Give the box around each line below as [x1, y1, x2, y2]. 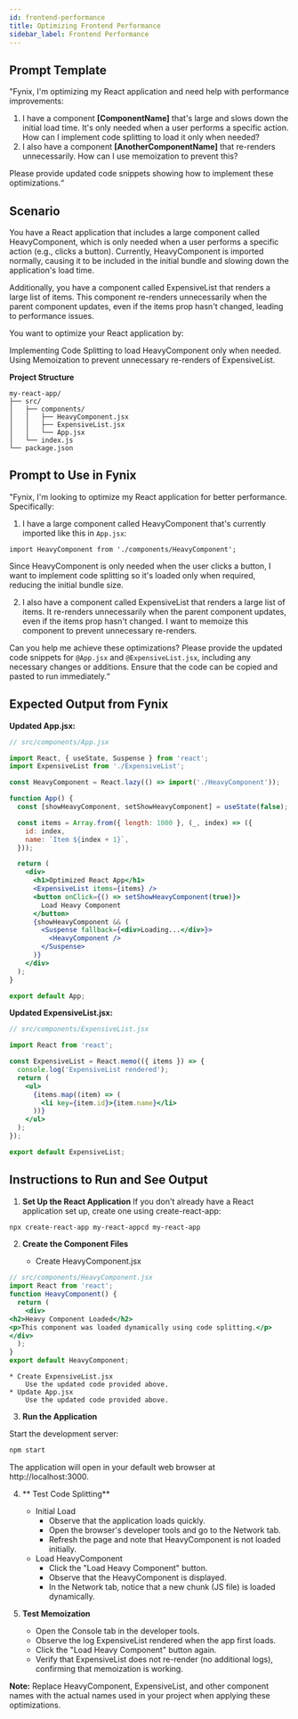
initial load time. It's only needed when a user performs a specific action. [21, 122, 289, 134]
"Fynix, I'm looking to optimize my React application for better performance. [9, 491, 287, 502]
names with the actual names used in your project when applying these [9, 1690, 270, 1700]
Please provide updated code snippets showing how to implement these [9, 168, 274, 179]
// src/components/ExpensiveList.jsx [9, 1025, 149, 1034]
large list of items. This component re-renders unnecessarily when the [9, 291, 268, 302]
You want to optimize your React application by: [9, 328, 184, 339]
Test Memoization [21, 1608, 91, 1618]
